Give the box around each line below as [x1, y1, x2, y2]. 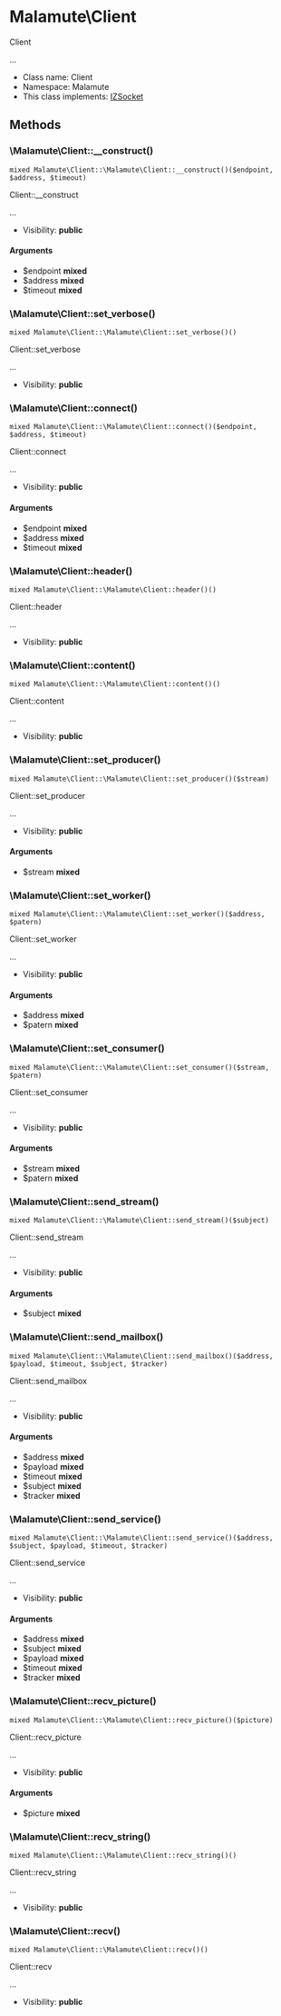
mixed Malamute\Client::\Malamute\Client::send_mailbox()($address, [9, 1352, 274, 1361]
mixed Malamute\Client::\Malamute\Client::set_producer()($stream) [9, 774, 270, 783]
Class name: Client [22, 71, 93, 83]
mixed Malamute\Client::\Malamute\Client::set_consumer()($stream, [9, 1063, 270, 1072]
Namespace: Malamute [22, 81, 110, 92]
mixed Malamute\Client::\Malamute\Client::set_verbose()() [9, 328, 237, 337]
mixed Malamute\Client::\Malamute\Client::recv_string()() [9, 1851, 237, 1861]
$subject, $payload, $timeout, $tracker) [9, 1542, 169, 1551]
